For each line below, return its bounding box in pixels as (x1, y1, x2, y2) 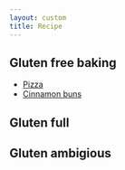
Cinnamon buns (22, 89, 82, 99)
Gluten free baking (9, 55, 117, 71)
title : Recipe (9, 22, 63, 31)
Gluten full (9, 115, 70, 130)
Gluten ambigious (9, 146, 111, 161)
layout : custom (9, 13, 67, 23)
